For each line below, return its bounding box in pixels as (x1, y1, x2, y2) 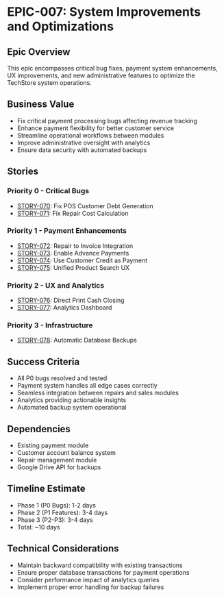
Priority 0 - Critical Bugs (7, 186, 90, 196)
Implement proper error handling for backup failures (16, 583, 164, 591)
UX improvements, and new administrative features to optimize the (7, 71, 195, 79)
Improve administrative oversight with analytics (16, 138, 151, 147)
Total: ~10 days (16, 523, 60, 531)
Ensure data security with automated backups (16, 145, 147, 154)
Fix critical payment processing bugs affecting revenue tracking (16, 116, 197, 125)
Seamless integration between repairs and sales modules (16, 388, 179, 397)
